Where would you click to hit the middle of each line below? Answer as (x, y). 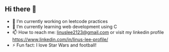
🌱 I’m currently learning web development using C (65, 26)
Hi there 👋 (21, 9)
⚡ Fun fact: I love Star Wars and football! (54, 45)
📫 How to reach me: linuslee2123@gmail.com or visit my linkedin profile (88, 32)
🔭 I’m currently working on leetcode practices (60, 21)
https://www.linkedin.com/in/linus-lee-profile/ (60, 39)
